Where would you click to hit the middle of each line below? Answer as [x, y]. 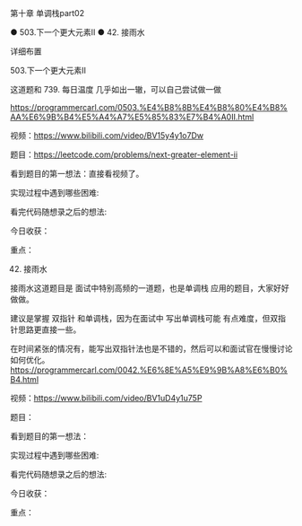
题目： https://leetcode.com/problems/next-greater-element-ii [124, 154]
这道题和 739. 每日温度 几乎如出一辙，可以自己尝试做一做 [116, 89]
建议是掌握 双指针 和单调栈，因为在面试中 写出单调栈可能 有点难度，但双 [144, 318]
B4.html [25, 379]
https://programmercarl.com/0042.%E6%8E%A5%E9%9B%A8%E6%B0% [149, 370]
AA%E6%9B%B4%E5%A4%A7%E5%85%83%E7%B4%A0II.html [132, 117]
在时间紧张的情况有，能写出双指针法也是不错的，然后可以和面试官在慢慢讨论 [151, 349]
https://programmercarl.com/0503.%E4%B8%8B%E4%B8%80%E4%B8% [149, 107]
